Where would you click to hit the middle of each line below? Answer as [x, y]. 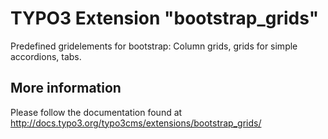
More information [66, 88]
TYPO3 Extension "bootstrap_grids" [165, 18]
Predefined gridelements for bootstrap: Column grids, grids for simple [154, 46]
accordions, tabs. [46, 56]
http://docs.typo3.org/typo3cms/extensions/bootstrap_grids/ [136, 123]
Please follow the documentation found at [96, 112]
